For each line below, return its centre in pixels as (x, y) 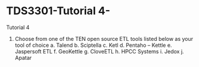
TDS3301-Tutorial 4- (58, 11)
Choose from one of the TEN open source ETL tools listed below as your (104, 39)
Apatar (23, 58)
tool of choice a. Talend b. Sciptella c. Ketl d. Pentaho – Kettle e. (93, 45)
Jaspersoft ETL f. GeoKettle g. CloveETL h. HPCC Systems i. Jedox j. (99, 51)
